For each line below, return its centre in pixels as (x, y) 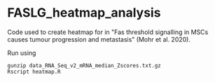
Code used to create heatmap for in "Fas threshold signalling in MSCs (108, 32)
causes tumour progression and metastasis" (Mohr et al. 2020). (99, 39)
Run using (22, 53)
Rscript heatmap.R (34, 72)
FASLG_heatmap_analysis (84, 13)
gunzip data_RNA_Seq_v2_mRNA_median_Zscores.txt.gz (84, 65)
